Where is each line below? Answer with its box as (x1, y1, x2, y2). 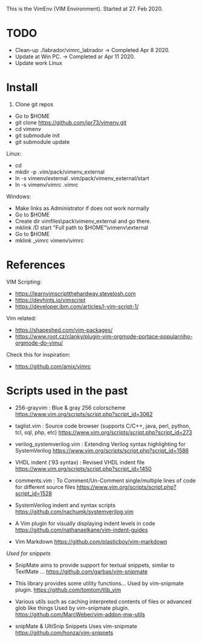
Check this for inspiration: (6, 351, 71, 358)
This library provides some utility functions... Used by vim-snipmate (15, 579, 184, 587)
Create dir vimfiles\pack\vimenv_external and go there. (15, 217, 151, 225)
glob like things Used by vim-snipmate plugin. (15, 604, 129, 612)
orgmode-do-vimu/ (15, 339, 64, 346)
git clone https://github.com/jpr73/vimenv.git (15, 118, 127, 126)
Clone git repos (15, 100, 54, 108)
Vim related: (6, 314, 36, 322)
